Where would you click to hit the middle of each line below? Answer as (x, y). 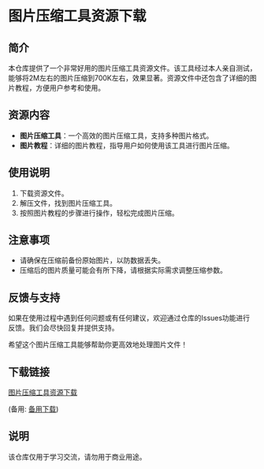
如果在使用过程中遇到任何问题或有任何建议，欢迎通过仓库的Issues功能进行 (129, 318)
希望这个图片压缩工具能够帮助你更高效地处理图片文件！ (98, 344)
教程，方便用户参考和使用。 (59, 88)
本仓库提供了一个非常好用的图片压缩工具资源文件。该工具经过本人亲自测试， (132, 68)
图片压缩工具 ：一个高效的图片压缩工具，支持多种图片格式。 (116, 136)
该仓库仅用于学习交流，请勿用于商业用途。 (77, 456)
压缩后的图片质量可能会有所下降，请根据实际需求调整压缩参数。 (123, 270)
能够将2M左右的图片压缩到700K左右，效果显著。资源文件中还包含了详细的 (129, 78)
